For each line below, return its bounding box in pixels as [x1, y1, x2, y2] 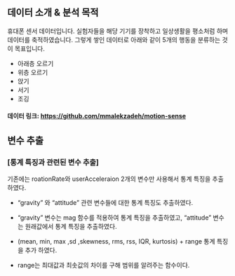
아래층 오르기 [17, 59, 54, 68]
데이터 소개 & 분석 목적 [7, 6, 99, 19]
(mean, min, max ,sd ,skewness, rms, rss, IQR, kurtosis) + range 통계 [17, 237, 215, 246]
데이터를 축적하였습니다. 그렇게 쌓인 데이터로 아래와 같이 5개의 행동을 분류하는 [7, 35, 221, 44]
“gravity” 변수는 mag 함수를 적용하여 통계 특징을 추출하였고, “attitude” [17, 213, 212, 222]
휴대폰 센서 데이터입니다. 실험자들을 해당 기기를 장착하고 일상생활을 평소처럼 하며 [7, 27, 229, 35]
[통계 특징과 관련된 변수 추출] [7, 157, 100, 167]
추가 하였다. [25, 246, 58, 255]
